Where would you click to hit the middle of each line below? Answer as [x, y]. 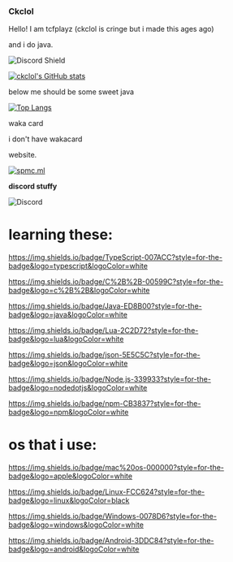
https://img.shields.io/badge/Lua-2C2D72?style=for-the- [104, 331]
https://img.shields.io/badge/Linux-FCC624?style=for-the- [107, 492]
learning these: [61, 235]
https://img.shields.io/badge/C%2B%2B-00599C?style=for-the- [116, 282]
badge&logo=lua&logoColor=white [66, 339]
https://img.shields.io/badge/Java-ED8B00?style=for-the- [105, 306]
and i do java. [31, 45]
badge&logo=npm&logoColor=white [69, 413]
